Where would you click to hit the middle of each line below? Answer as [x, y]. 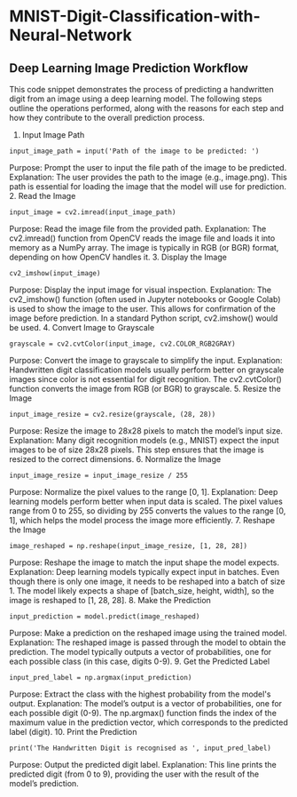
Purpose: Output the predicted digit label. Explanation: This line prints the [143, 765]
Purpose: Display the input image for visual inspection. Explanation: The [141, 290]
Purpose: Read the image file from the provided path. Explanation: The [138, 229]
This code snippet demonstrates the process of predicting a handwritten [142, 89]
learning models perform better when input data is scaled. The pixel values [146, 501]
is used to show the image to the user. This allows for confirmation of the [143, 309]
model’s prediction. [44, 783]
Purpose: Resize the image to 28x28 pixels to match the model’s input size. [146, 431]
